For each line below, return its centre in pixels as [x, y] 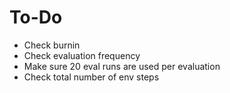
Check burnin [52, 45]
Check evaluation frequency [82, 55]
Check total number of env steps [91, 77]
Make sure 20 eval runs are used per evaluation [122, 66]
